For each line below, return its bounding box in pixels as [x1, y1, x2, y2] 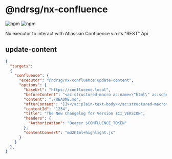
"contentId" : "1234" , [24, 106, 70, 111]
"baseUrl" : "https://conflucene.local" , [24, 87, 111, 93]
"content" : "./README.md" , [24, 97, 81, 102]
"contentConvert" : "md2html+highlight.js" [24, 130, 116, 135]
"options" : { [18, 83, 47, 88]
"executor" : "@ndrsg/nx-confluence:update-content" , [18, 78, 134, 83]
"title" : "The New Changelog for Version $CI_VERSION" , [24, 111, 145, 116]
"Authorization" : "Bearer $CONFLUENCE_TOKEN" [28, 121, 127, 126]
